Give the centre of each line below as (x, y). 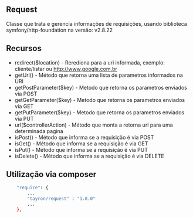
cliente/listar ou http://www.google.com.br (66, 69)
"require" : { (33, 188)
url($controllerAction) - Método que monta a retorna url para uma (94, 125)
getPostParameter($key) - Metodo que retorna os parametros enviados (101, 87)
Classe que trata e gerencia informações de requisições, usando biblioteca (97, 23)
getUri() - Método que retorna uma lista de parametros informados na (99, 75)
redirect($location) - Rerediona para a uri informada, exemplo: (90, 62)
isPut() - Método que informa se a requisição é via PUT (81, 149)
